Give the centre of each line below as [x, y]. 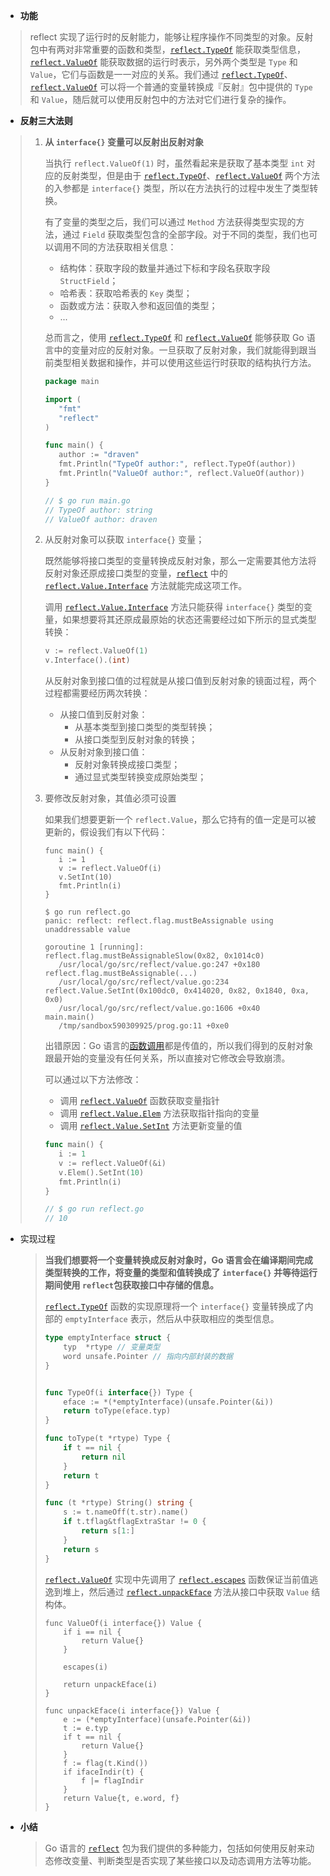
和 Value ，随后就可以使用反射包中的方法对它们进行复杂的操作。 [160, 99]
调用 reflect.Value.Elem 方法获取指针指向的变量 [159, 1113]
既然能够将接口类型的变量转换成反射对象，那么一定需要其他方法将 [180, 561]
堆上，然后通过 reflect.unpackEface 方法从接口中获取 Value [186, 1591]
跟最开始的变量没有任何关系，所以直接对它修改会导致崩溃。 [167, 1058]
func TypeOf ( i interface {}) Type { [118, 1392]
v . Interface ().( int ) [87, 660]
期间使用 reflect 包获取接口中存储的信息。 [132, 1285]
